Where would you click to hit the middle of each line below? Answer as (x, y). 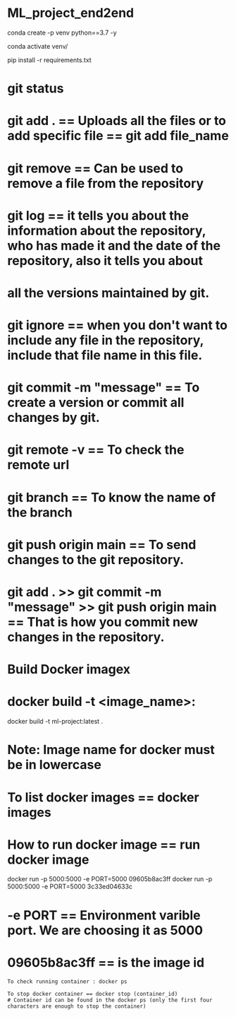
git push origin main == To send (102, 545)
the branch (40, 512)
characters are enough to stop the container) (77, 1006)
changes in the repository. (86, 637)
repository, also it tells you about (105, 260)
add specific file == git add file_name (118, 136)
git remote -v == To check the (96, 450)
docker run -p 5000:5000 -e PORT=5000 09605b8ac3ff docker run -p (110, 879)
